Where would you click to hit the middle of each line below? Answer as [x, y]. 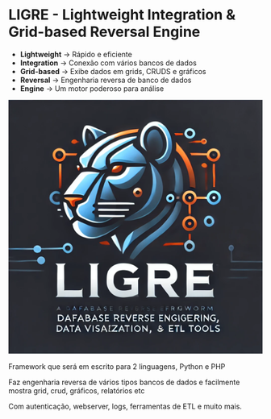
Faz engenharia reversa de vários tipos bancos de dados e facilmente [124, 382]
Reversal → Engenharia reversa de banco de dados [106, 80]
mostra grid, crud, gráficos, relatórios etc [77, 390]
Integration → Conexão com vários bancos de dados [108, 63]
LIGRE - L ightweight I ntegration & [122, 15]
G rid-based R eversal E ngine [104, 32]
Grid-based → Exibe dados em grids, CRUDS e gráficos [113, 71]
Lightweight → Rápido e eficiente [76, 54]
